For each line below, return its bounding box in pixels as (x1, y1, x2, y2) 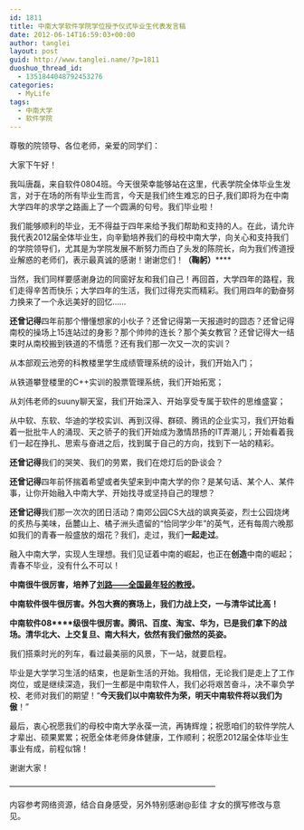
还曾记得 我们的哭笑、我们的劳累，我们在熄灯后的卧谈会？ (9, 457, 223, 468)
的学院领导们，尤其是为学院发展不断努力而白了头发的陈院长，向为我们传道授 (9, 243, 295, 254)
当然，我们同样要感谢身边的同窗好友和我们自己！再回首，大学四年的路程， (9, 273, 287, 285)
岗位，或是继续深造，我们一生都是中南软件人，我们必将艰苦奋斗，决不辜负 (9, 679, 287, 690)
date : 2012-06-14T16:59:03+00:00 (9, 30, 136, 39)
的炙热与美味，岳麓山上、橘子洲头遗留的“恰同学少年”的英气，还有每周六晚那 (9, 518, 294, 529)
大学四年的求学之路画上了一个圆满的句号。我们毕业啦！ (9, 201, 215, 213)
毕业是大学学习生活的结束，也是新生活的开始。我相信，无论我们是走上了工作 (9, 667, 295, 679)
